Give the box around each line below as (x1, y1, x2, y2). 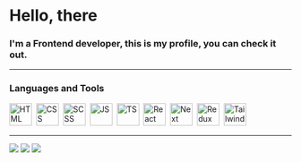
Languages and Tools (9, 82, 105, 95)
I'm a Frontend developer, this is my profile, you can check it (9, 38, 277, 50)
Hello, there (9, 5, 98, 26)
